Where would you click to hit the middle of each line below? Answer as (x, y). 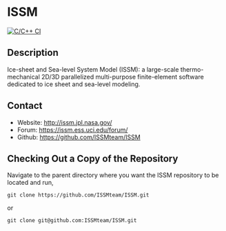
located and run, (30, 183)
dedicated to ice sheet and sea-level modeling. (74, 84)
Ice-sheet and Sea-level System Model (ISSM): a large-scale (93, 69)
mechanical (23, 77)
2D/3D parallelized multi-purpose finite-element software (123, 77)
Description (33, 53)
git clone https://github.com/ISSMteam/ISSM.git (78, 195)
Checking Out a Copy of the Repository (93, 158)
